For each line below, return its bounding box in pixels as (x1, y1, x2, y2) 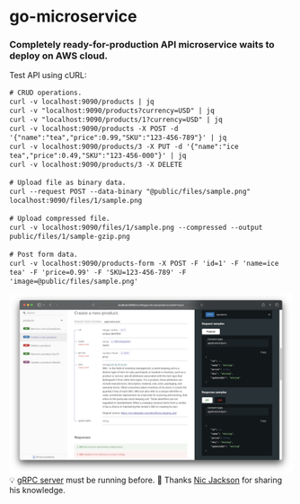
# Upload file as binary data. (9, 178, 127, 188)
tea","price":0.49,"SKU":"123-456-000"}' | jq (9, 151, 187, 161)
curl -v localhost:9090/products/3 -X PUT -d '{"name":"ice (9, 142, 240, 152)
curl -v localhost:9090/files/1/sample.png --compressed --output (9, 223, 263, 233)
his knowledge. (9, 485, 66, 496)
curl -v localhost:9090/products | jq (9, 97, 154, 107)
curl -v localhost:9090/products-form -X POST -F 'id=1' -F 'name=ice (9, 259, 279, 269)
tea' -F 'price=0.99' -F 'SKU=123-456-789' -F (9, 268, 187, 278)
